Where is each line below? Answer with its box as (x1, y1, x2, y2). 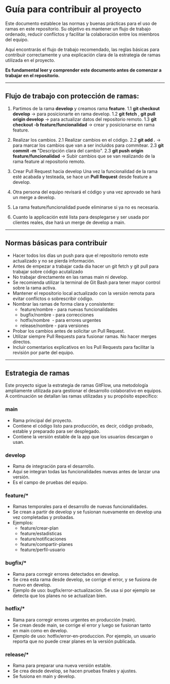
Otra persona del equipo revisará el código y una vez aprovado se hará (12, 189, 161, 195)
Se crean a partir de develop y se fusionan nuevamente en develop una (12, 509, 162, 515)
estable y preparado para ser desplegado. (12, 428, 101, 434)
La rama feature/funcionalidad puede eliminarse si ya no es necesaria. (12, 204, 159, 210)
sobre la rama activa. (12, 284, 57, 290)
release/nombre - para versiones (20, 322, 89, 329)
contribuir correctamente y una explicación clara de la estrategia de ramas (5, 52, 161, 58)
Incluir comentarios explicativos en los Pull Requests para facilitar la (12, 344, 154, 350)
